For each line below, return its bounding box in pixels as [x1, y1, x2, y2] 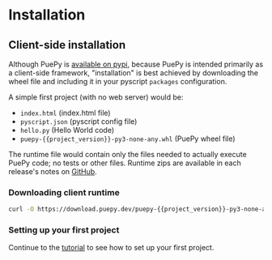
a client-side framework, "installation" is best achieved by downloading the [8, 68, 259, 78]
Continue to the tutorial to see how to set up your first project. [8, 243, 215, 253]
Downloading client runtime [8, 186, 120, 198]
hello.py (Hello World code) [19, 126, 115, 134]
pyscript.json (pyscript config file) [19, 117, 138, 126]
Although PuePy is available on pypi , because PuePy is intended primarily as [8, 59, 264, 69]
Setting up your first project [8, 224, 120, 236]
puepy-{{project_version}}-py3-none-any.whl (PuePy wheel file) [19, 134, 236, 143]
